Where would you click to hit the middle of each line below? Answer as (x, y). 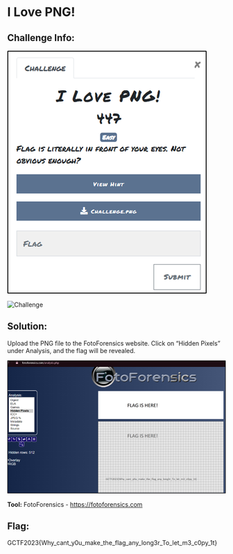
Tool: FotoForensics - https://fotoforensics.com (75, 504)
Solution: (27, 326)
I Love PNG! (41, 12)
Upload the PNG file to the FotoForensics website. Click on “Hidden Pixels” (114, 343)
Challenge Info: (41, 38)
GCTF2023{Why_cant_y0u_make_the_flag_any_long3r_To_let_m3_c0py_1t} (112, 543)
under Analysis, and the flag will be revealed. (71, 350)
